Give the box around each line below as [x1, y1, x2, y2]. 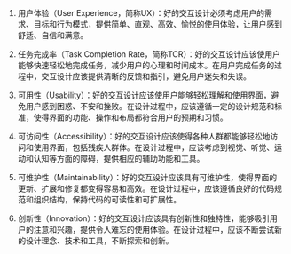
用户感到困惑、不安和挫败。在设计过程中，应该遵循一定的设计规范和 [25, 101, 275, 111]
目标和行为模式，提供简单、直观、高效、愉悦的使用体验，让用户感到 [33, 19, 282, 29]
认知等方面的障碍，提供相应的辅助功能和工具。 [33, 154, 205, 163]
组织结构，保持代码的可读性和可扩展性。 [33, 194, 182, 204]
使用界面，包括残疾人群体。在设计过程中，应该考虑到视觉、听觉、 [33, 142, 275, 153]
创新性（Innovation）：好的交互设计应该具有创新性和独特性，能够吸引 [17, 213, 271, 224]
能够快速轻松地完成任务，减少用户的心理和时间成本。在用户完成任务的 [17, 60, 275, 70]
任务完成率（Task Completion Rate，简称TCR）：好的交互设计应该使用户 [17, 49, 281, 60]
